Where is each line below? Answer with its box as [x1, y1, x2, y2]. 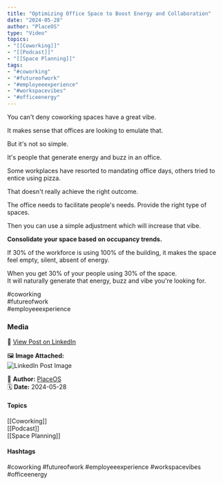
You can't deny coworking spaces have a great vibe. [7, 113, 157, 121]
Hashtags [7, 448, 36, 456]
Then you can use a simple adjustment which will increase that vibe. [7, 222, 202, 229]
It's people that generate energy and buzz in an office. [7, 153, 162, 161]
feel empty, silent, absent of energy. [7, 256, 110, 264]
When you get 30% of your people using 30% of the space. [7, 270, 177, 277]
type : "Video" [7, 29, 48, 37]
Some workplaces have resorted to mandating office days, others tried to [7, 167, 215, 175]
